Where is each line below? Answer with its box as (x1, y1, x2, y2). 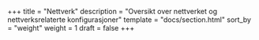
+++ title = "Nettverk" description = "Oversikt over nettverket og (7, 7, 218, 16)
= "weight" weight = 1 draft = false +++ (7, 24, 135, 32)
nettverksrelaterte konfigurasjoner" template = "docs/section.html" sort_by (7, 15, 252, 24)
